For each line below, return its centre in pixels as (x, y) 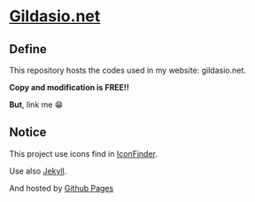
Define (28, 49)
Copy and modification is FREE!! (70, 87)
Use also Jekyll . (38, 171)
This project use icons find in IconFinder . (83, 153)
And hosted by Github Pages (62, 188)
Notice (28, 132)
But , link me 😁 (36, 105)
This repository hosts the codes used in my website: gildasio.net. (127, 70)
